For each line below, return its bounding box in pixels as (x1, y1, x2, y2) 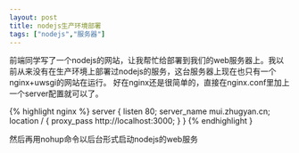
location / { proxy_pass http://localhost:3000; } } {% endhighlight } (9, 116, 253, 126)
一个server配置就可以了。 (9, 88, 104, 99)
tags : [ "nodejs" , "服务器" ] (9, 29, 105, 38)
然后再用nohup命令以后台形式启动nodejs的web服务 (9, 134, 198, 145)
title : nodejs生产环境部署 (9, 21, 102, 30)
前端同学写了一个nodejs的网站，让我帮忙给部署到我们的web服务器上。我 (9, 55, 277, 66)
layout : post (9, 12, 58, 22)
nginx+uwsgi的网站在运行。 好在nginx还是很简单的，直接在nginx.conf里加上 (9, 77, 290, 88)
